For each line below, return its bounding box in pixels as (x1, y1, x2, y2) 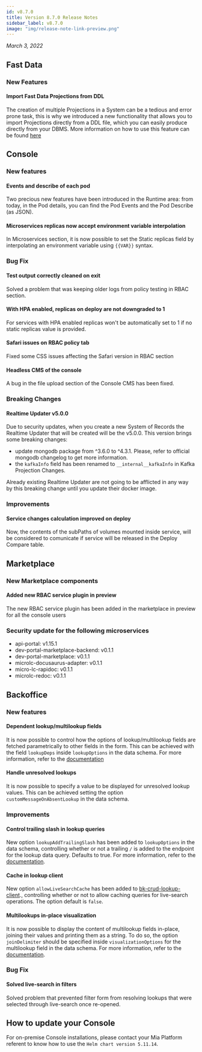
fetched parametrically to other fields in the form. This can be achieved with (6, 742, 194, 749)
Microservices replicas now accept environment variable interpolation (6, 222, 186, 229)
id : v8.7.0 (6, 8, 34, 15)
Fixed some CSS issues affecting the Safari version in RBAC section (6, 353, 174, 360)
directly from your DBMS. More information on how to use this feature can (6, 125, 190, 133)
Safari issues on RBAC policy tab (6, 339, 90, 347)
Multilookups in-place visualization (6, 912, 96, 919)
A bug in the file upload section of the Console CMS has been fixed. (6, 380, 174, 387)
